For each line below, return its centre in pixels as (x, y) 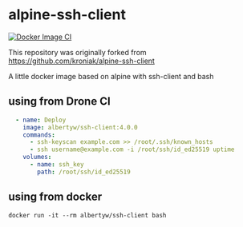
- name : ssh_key (57, 165)
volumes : (37, 157)
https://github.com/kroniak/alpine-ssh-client (81, 61)
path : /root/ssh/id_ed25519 (84, 172)
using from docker (55, 197)
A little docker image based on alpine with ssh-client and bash (111, 76)
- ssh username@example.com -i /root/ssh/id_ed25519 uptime (132, 149)
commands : (39, 135)
